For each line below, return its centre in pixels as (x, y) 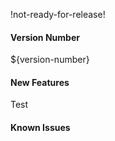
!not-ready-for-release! (58, 14)
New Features (40, 82)
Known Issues (40, 127)
